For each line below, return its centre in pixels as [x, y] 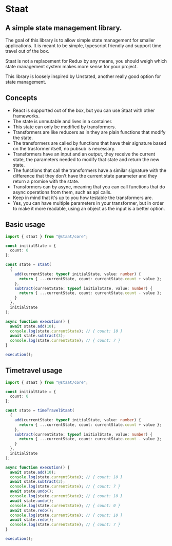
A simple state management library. [64, 28]
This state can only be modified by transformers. [64, 127]
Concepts [21, 98]
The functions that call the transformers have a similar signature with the [90, 170]
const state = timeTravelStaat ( [40, 411]
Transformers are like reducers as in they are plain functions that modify [89, 132]
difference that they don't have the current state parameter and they [85, 175]
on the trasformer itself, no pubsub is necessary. [64, 148]
